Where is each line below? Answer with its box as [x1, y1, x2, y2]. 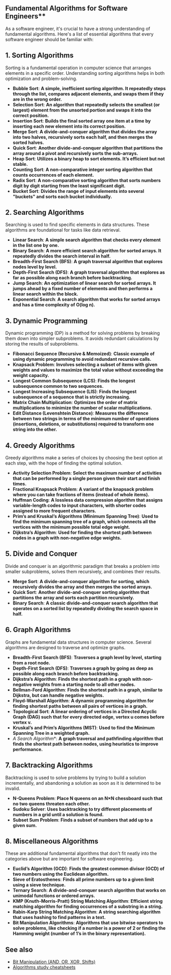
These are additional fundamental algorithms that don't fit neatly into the [5, 850, 157, 856]
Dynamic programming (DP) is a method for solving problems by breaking [5, 330, 160, 336]
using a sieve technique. [12, 882, 66, 888]
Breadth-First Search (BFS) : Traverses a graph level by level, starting [12, 654, 162, 661]
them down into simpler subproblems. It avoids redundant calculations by [5, 335, 159, 341]
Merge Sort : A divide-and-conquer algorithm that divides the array [12, 128, 157, 134]
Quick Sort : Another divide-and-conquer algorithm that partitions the [12, 145, 163, 151]
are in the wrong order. [12, 96, 62, 102]
